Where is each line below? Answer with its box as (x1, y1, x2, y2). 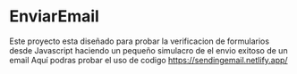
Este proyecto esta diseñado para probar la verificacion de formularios (9, 36, 270, 46)
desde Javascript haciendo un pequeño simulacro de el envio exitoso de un (9, 45, 288, 55)
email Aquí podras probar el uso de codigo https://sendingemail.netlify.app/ (9, 54, 288, 65)
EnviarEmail (9, 6, 100, 27)
